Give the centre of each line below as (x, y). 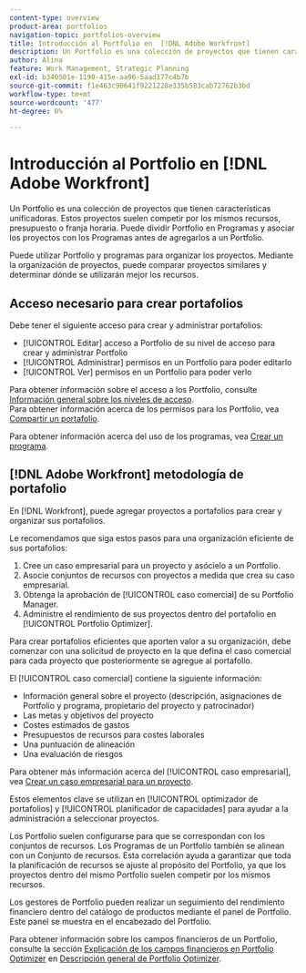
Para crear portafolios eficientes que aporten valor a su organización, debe (150, 641)
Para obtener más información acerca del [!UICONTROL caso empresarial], (150, 772)
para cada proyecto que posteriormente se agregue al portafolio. (131, 661)
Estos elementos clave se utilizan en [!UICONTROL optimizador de (134, 799)
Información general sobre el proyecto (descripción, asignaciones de (152, 696)
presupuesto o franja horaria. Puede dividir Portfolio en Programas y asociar (152, 228)
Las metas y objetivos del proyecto (88, 715)
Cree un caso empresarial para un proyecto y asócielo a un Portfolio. (151, 565)
